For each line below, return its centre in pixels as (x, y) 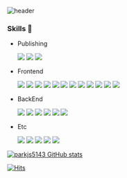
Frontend (30, 71)
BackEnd (30, 99)
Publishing (32, 44)
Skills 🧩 (20, 28)
